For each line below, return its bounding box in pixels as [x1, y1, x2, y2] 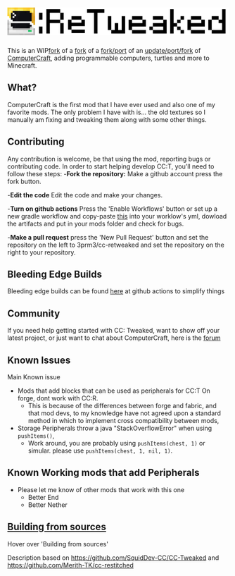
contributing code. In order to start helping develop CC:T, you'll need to [7, 162, 215, 171]
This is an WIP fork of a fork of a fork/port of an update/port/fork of [7, 46, 201, 54]
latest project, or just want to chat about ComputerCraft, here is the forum [7, 333, 221, 342]
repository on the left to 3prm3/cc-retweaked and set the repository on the [7, 240, 225, 249]
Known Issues [7, 354, 71, 366]
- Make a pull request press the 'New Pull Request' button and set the [7, 233, 209, 241]
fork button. [7, 177, 42, 185]
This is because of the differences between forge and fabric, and [27, 402, 217, 410]
